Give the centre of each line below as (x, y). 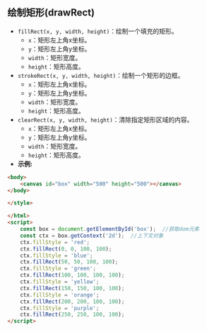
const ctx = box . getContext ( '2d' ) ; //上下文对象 (92, 236)
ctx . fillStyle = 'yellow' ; (60, 282)
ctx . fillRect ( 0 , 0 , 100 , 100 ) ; (66, 249)
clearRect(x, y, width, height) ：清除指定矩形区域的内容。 (105, 120)
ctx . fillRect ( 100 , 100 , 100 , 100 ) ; (72, 275)
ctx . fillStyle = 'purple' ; (60, 308)
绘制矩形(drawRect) (51, 13)
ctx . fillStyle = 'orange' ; (60, 295)
